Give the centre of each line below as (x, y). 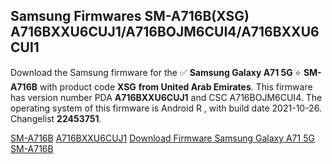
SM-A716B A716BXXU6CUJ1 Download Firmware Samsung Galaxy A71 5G (162, 138)
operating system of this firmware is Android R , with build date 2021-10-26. (166, 108)
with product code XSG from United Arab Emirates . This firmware (176, 86)
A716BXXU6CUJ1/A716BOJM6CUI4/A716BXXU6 (165, 32)
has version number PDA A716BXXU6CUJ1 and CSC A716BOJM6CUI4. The (166, 97)
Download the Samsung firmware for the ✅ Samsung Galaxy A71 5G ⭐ (156, 72)
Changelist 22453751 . (56, 118)
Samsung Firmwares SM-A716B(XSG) (130, 16)
